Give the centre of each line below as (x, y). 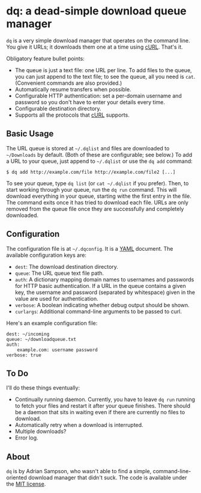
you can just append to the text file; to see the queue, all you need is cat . (105, 76)
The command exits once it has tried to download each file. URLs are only (97, 202)
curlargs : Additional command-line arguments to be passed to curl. (98, 311)
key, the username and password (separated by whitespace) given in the (105, 292)
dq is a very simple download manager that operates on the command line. (98, 40)
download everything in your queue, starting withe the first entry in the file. (99, 196)
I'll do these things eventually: (43, 388)
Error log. (26, 438)
